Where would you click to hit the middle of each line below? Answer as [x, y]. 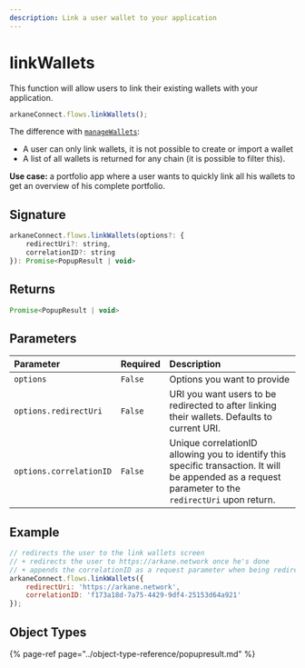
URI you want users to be [223, 394]
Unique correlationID [213, 444]
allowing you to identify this [228, 454]
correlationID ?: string [71, 253]
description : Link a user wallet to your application [113, 18]
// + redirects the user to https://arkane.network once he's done [140, 561]
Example [34, 532]
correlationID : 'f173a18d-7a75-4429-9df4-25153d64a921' [134, 595]
